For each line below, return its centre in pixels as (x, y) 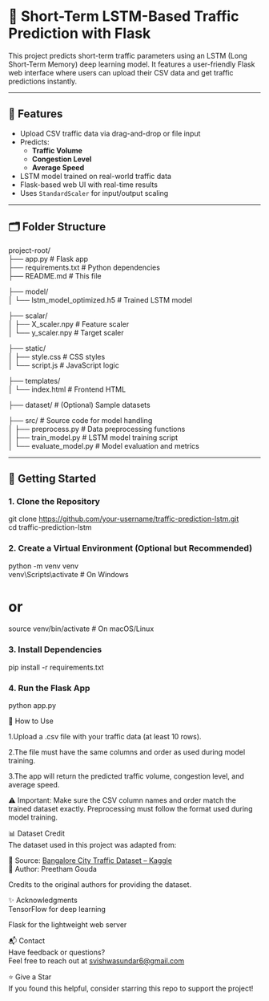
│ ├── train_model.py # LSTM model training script (93, 437)
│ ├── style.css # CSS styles (57, 356)
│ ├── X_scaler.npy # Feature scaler (69, 323)
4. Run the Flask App (49, 688)
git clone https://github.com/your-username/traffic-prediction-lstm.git (124, 519)
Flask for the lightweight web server (68, 925)
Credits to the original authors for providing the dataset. (100, 885)
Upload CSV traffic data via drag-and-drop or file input (110, 133)
